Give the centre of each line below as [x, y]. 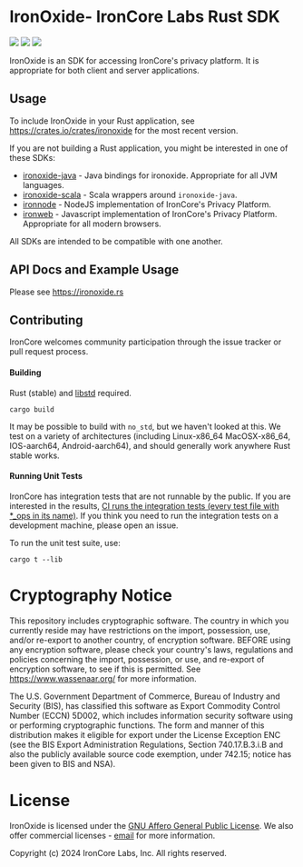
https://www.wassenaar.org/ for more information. [103, 678]
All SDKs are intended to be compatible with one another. [117, 241]
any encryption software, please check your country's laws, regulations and [151, 649]
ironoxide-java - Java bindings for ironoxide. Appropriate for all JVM [150, 175]
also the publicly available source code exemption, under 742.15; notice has [151, 754]
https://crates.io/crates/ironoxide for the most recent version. [124, 130]
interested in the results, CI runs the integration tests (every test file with [144, 505]
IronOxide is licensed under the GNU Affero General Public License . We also [151, 825]
